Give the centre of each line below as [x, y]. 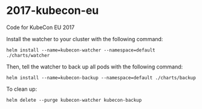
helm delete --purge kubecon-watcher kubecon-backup [74, 100]
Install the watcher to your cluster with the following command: [85, 39]
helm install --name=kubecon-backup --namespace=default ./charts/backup [101, 78]
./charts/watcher [28, 55]
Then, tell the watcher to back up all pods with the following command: [95, 67]
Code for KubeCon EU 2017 [41, 27]
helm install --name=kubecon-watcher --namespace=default [81, 50]
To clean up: [22, 89]
